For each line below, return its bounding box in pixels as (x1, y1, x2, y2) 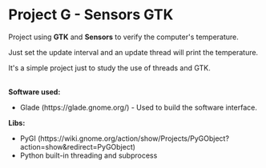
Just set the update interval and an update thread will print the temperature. (8, 47, 259, 57)
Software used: (8, 86, 61, 97)
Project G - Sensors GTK (8, 6, 174, 24)
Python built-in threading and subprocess (19, 150, 158, 160)
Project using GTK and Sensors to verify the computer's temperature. (8, 32, 239, 42)
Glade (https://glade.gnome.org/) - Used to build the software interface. (19, 102, 258, 112)
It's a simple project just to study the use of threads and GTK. (8, 62, 211, 73)
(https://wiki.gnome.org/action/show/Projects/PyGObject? (37, 134, 230, 143)
